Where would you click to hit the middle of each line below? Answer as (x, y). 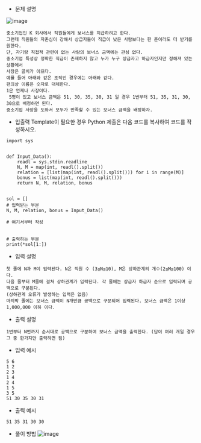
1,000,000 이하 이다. (31, 307)
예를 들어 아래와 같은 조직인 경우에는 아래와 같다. (60, 78)
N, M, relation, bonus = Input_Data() (55, 210)
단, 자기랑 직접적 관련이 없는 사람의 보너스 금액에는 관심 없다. (75, 52)
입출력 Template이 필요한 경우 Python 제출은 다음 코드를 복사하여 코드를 (100, 122)
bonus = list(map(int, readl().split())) (70, 178)
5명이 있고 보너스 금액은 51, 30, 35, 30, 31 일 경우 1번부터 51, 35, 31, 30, (100, 97)
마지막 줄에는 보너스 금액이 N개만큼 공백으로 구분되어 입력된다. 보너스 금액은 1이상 (96, 301)
